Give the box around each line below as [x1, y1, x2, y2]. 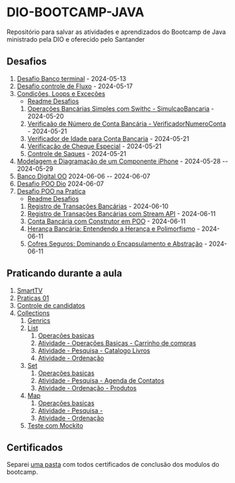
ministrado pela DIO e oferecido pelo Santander [6, 35, 145, 43]
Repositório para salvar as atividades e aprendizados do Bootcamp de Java [6, 28, 227, 36]
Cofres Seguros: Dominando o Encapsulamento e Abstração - [27, 239, 207, 248]
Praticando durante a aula [6, 268, 123, 280]
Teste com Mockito [27, 421, 84, 429]
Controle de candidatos [16, 301, 85, 309]
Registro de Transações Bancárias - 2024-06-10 [27, 202, 169, 210]
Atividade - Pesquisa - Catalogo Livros [37, 346, 151, 354]
